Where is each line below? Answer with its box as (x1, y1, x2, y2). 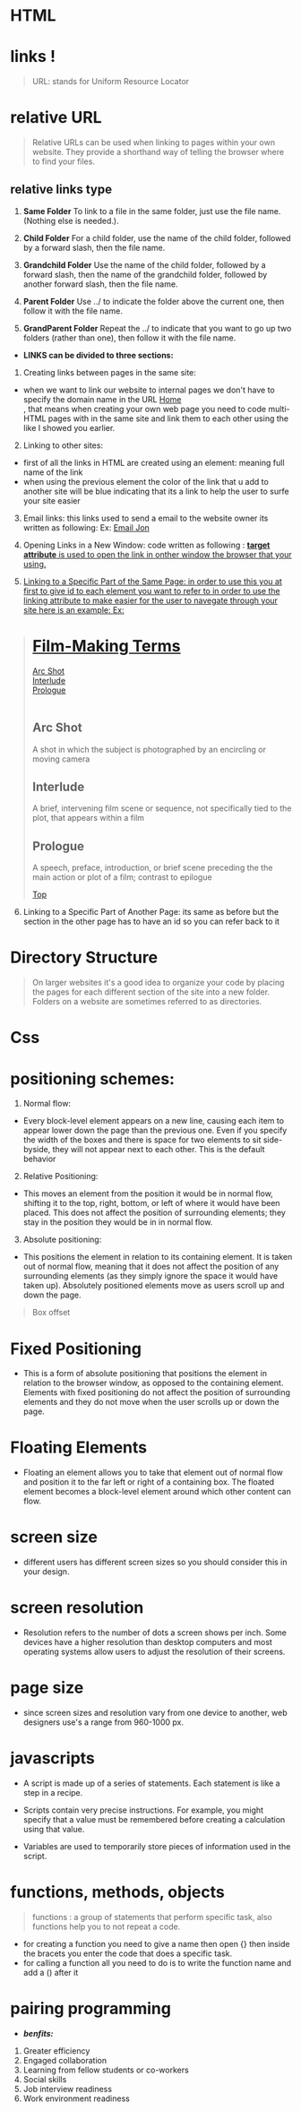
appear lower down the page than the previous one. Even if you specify (22, 1125, 288, 1136)
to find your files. (31, 156, 95, 167)
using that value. (22, 1823, 85, 1834)
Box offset (31, 1307, 71, 1318)
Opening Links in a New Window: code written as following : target (22, 539, 271, 550)
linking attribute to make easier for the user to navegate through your (22, 595, 279, 606)
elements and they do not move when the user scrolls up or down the (22, 1397, 280, 1408)
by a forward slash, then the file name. (22, 242, 166, 253)
